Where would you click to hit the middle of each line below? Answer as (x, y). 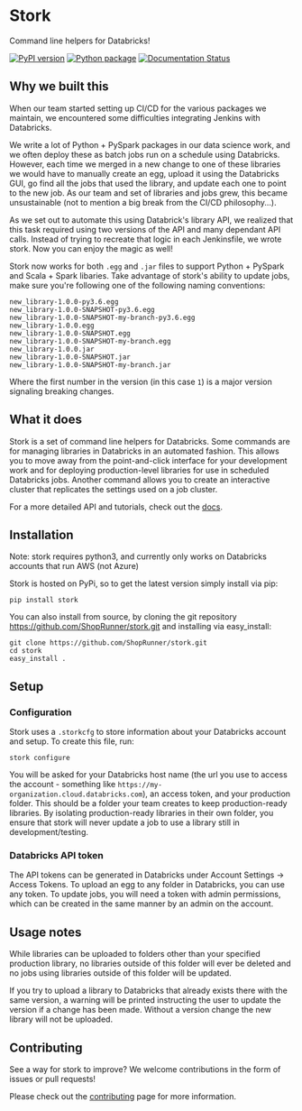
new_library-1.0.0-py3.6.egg (64, 302)
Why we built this (59, 87)
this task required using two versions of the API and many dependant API (145, 229)
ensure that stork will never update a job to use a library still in (125, 822)
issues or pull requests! (53, 1079)
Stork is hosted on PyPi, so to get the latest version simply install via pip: (144, 583)
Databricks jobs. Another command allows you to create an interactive (140, 480)
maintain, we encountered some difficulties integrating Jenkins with (135, 117)
